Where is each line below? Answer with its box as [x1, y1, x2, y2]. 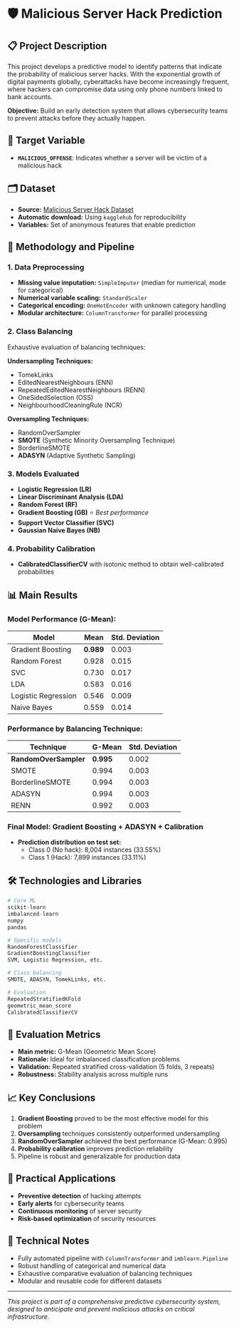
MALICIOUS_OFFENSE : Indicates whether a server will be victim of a [17, 153, 208, 162]
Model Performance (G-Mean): [7, 614, 117, 624]
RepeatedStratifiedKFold [7, 995, 81, 1002]
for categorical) [17, 286, 64, 294]
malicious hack [17, 161, 62, 170]
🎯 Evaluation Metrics [7, 1028, 101, 1041]
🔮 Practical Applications [7, 1173, 116, 1185]
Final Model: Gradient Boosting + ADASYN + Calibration [7, 822, 204, 832]
